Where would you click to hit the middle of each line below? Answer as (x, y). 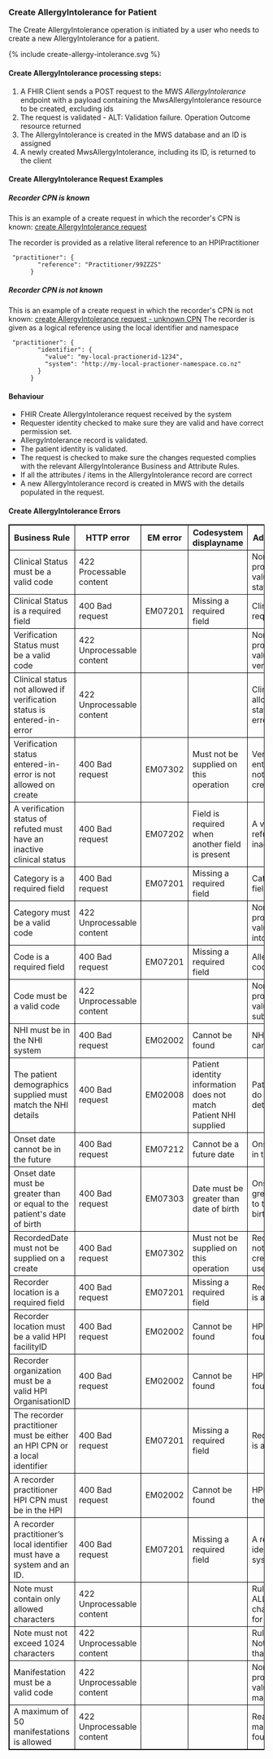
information (214, 1084)
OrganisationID (42, 1401)
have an (28, 839)
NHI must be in (42, 1031)
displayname (218, 543)
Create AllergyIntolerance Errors (65, 511)
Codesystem (218, 533)
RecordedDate (41, 1238)
